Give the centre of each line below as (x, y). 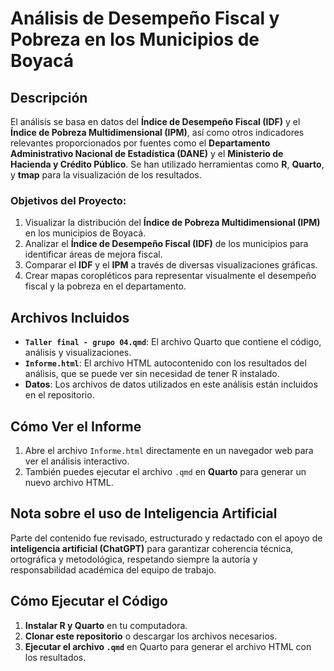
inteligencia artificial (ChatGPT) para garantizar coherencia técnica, (152, 548)
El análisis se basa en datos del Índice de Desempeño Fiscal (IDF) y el (155, 121)
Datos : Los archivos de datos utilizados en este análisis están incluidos (171, 384)
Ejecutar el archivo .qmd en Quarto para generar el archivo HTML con (168, 646)
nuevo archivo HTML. (69, 482)
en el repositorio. (59, 395)
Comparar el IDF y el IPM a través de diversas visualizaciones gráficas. (171, 265)
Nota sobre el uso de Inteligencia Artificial (144, 513)
